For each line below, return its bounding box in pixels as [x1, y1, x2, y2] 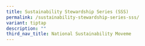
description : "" [6, 25, 46, 32]
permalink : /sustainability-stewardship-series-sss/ [6, 14, 140, 20]
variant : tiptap [6, 20, 46, 26]
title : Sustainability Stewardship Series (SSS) [6, 8, 129, 15]
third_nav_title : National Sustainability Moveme [6, 31, 132, 37]
